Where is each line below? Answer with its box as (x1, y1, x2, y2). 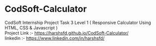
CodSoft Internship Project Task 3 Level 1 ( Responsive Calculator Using (4, 20, 152, 25)
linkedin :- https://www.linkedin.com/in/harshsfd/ (4, 35, 105, 41)
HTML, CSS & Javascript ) (4, 24, 58, 30)
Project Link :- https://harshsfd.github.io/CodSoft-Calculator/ (4, 30, 129, 36)
